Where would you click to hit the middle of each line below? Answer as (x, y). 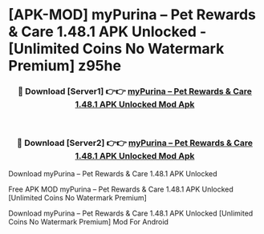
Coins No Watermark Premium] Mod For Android (88, 221)
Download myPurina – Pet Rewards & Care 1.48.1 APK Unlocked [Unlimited (131, 213)
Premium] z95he (65, 66)
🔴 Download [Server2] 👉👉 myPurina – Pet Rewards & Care (135, 143)
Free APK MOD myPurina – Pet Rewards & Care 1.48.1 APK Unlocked (121, 189)
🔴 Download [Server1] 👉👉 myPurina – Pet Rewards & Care (135, 91)
